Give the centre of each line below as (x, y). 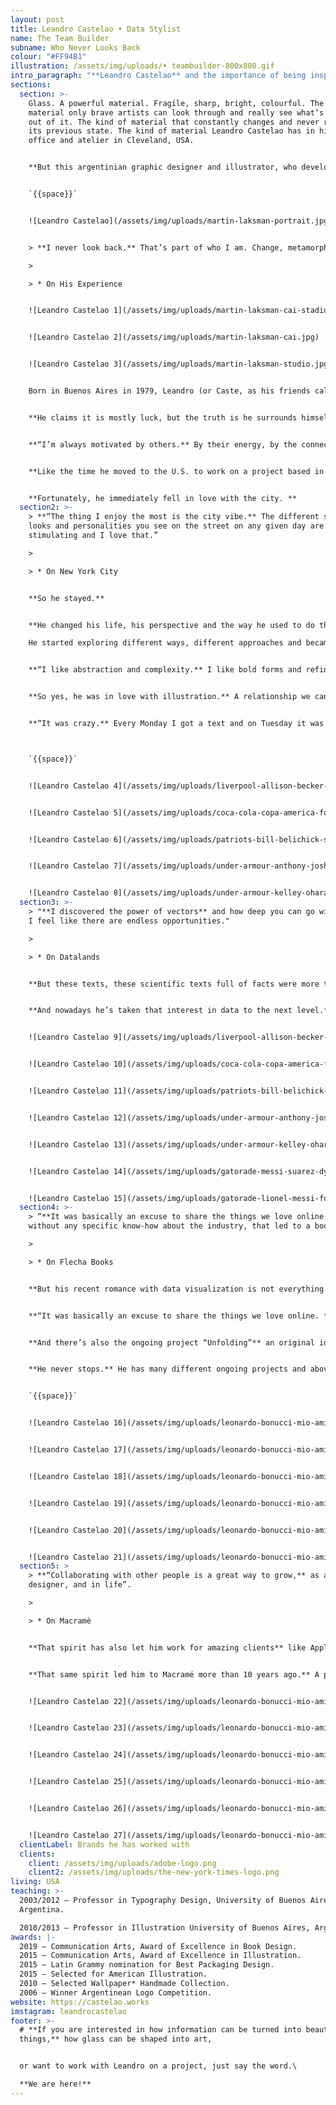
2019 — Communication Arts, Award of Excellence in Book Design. (158, 1946)
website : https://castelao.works (80, 2002)
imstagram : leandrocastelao (69, 2011)
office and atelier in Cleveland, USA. (111, 141)
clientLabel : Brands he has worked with (104, 1844)
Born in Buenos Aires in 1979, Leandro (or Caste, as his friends (169, 391)
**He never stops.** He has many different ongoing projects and (167, 1369)
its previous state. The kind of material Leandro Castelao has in (171, 131)
